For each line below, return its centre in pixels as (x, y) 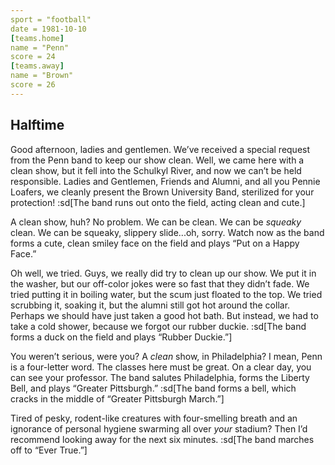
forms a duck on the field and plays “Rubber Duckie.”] (121, 337)
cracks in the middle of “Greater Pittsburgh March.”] (117, 398)
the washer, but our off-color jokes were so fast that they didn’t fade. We (160, 283)
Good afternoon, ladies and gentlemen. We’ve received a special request (160, 149)
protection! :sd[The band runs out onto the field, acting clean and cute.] (158, 202)
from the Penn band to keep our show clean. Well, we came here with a (157, 160)
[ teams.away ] (37, 66)
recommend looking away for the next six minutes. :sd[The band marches (162, 439)
